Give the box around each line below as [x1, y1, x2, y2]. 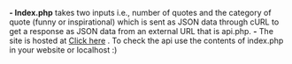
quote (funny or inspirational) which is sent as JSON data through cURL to [9, 17, 280, 27]
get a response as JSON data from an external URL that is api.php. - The [9, 26, 274, 36]
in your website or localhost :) [9, 45, 118, 55]
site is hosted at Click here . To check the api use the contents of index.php [9, 35, 284, 46]
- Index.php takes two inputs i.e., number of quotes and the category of [9, 8, 272, 18]
